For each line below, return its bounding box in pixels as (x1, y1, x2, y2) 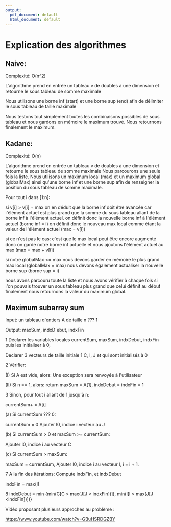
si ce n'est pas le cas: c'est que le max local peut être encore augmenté (5, 236, 157, 242)
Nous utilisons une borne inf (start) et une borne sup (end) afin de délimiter (5, 98, 164, 104)
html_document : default (10, 17, 60, 22)
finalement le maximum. (5, 124, 56, 130)
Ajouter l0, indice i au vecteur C (5, 441, 71, 447)
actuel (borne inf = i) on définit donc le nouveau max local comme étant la (5, 221, 161, 227)
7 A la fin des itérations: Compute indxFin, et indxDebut (5, 471, 121, 477)
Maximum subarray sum (5, 303, 84, 312)
